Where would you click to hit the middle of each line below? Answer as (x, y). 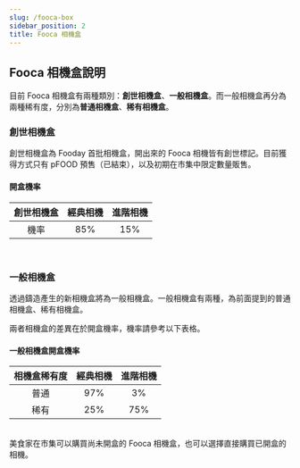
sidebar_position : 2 (48, 26)
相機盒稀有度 (41, 376)
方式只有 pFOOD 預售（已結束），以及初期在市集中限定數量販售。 (136, 164)
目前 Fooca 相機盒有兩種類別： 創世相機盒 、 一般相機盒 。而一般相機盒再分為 (148, 96)
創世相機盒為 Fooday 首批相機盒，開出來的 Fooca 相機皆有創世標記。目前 (144, 154)
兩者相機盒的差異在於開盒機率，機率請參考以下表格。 (107, 328)
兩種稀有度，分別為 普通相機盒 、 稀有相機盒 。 (92, 107)
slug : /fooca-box (42, 17)
